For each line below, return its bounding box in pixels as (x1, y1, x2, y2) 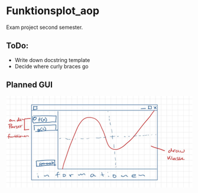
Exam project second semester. (6, 24, 83, 31)
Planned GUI (6, 80, 53, 90)
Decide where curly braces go (14, 63, 89, 70)
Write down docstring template (14, 56, 90, 63)
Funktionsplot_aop (6, 4, 99, 18)
